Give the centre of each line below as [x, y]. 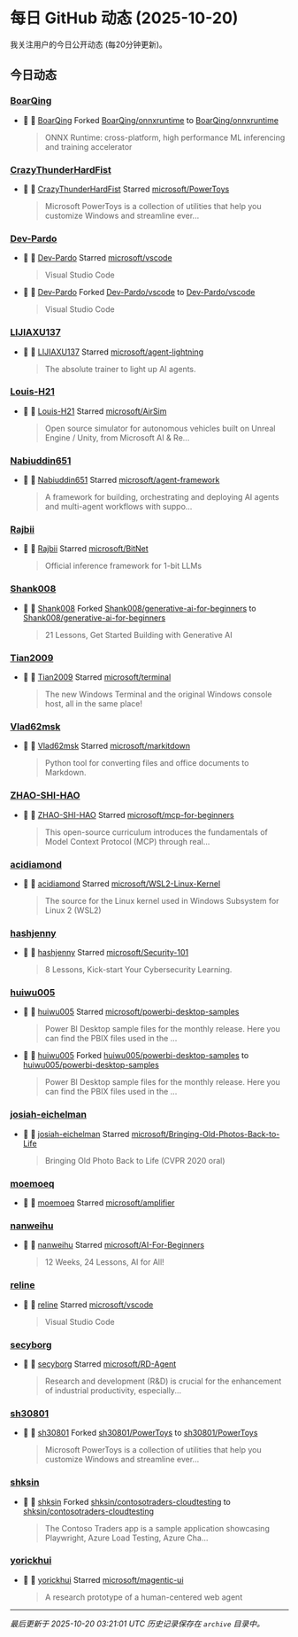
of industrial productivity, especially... [113, 1390]
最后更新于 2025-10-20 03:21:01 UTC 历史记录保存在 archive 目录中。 [137, 1624]
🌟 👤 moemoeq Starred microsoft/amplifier [99, 1203]
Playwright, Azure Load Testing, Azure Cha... [126, 1538]
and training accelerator [88, 146]
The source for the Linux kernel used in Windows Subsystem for [162, 900]
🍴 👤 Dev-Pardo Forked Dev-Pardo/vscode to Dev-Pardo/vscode [139, 292]
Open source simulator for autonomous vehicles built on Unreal [160, 428]
